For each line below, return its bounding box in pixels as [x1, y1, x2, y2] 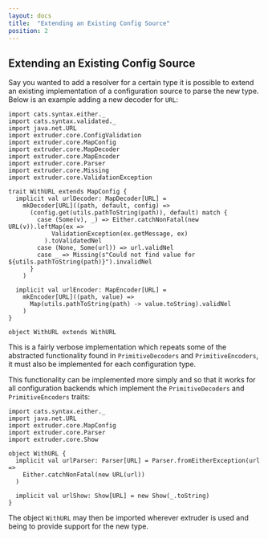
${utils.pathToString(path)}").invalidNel [8, 258, 152, 266]
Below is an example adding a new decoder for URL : [8, 95, 179, 104]
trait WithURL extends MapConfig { [8, 188, 128, 196]
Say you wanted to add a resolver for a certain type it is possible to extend [8, 78, 254, 88]
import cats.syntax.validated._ [8, 117, 116, 125]
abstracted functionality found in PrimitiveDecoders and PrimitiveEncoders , [8, 351, 259, 361]
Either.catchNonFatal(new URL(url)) [22, 471, 146, 479]
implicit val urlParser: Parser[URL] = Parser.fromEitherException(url [15, 457, 261, 465]
